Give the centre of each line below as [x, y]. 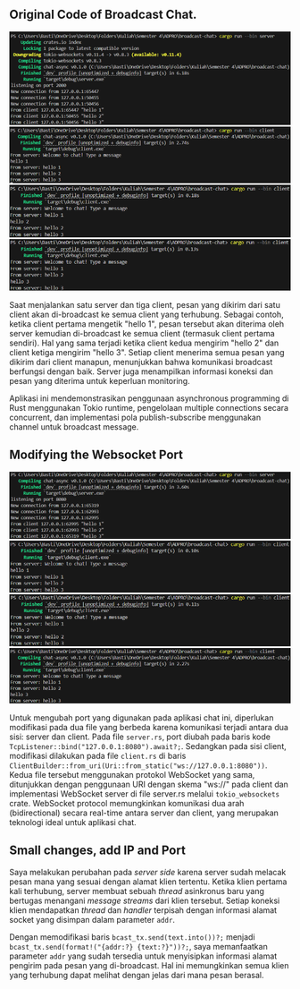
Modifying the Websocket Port [96, 455]
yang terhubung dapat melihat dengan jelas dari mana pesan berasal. [137, 975]
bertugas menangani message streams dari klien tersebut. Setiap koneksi [145, 900]
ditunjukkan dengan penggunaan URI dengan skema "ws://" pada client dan [149, 784]
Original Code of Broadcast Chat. [103, 15]
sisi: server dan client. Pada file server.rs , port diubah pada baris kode [140, 737]
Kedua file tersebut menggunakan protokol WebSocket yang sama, [132, 775]
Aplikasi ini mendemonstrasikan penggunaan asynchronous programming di [149, 398]
